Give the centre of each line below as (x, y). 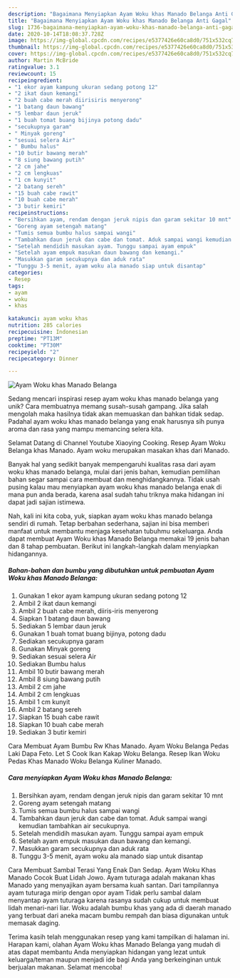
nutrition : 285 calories (45, 325)
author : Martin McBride (43, 61)
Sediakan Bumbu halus (52, 664)
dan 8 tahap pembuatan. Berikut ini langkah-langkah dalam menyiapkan (114, 546)
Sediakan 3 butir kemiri (52, 733)
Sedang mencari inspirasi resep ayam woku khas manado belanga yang (114, 399)
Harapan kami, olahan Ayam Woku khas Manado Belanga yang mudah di (114, 944)
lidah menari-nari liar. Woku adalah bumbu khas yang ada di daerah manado (120, 908)
